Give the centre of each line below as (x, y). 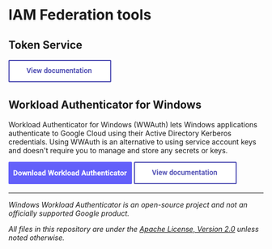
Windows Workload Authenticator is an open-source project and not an (128, 204)
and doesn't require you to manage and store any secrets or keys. (118, 150)
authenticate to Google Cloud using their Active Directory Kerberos (120, 133)
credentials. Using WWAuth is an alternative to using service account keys (132, 142)
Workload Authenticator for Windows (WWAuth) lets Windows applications (133, 124)
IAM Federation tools (80, 15)
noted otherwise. (36, 238)
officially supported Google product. (69, 213)
